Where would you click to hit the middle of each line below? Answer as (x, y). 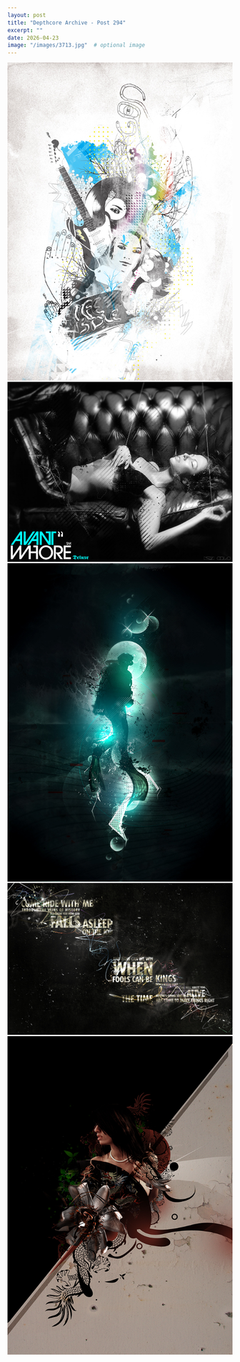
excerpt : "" (25, 30)
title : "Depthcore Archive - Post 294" (67, 23)
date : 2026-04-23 (33, 38)
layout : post (27, 15)
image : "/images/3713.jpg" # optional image (76, 45)
